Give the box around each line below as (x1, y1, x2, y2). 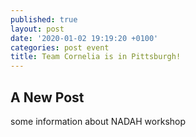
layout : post (10, 24, 65, 34)
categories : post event (10, 42, 110, 53)
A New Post (10, 89, 85, 106)
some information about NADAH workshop (10, 115, 187, 127)
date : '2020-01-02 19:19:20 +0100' (10, 33, 159, 43)
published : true (10, 14, 78, 25)
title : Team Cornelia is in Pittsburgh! (10, 52, 182, 62)
